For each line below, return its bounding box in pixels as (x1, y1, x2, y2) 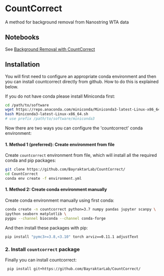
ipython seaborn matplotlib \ (5, 211, 67, 216)
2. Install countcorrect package (5, 246, 80, 253)
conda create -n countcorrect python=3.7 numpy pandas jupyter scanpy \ (5, 207, 156, 212)
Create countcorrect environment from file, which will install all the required (5, 152, 157, 158)
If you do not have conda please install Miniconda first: (5, 93, 116, 99)
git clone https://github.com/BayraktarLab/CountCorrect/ (5, 167, 125, 172)
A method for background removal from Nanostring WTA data (5, 19, 129, 25)
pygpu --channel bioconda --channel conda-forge (5, 216, 106, 221)
